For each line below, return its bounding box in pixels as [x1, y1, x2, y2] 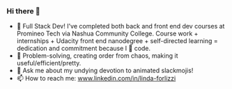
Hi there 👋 [6, 6, 41, 16]
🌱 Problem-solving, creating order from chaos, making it [16, 51, 178, 60]
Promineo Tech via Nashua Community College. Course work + [16, 29, 199, 38]
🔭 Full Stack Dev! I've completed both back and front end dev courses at [16, 22, 225, 31]
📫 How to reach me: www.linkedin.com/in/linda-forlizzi [16, 74, 176, 83]
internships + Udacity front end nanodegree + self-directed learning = [16, 37, 219, 45]
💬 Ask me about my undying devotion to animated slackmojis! [16, 66, 194, 75]
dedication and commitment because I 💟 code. [16, 44, 151, 53]
